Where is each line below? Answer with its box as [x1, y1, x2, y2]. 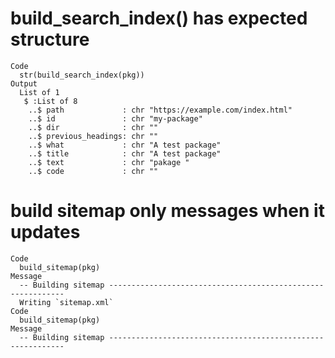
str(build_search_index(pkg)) [19, 70, 145, 80]
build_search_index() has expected [10, 7, 308, 30]
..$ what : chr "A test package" [28, 140, 222, 150]
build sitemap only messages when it [10, 200, 325, 222]
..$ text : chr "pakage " [28, 157, 190, 167]
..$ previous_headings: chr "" [28, 131, 159, 141]
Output [10, 78, 38, 89]
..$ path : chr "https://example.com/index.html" [28, 105, 293, 115]
